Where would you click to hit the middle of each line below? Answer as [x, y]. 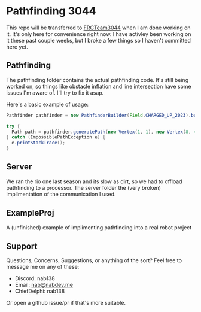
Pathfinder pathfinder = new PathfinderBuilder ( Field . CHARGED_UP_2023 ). [99, 115]
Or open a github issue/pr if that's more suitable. [66, 303]
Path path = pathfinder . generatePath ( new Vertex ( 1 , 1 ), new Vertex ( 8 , [101, 132]
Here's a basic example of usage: [47, 104]
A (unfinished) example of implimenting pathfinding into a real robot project [99, 227]
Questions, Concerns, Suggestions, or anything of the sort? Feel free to [94, 260]
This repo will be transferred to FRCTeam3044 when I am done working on [98, 28]
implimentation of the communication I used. [61, 194]
